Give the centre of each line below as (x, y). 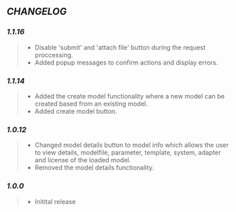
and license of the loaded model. (83, 160)
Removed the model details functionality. (94, 168)
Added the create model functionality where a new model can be (130, 96)
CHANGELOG (37, 12)
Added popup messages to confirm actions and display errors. (126, 62)
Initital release (55, 201)
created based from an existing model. (91, 104)
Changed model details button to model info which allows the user (132, 145)
